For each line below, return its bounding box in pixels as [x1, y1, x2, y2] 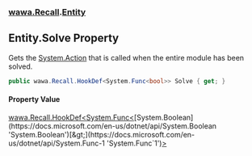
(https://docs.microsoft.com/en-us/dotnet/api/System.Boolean [8, 120, 216, 131]
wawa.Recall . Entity [8, 6, 86, 18]
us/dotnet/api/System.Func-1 [8, 138, 105, 148]
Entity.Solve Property [8, 32, 120, 45]
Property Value [8, 95, 61, 104]
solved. [8, 61, 33, 71]
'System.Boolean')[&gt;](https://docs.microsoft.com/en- [8, 129, 195, 139]
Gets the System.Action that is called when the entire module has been [8, 53, 245, 62]
